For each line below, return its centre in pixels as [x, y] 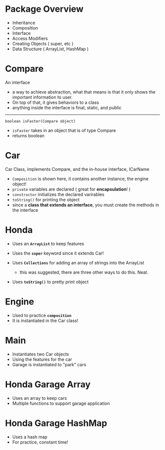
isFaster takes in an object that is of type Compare [64, 130]
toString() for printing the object [46, 199]
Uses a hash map [30, 437]
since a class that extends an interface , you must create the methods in [86, 205]
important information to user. [42, 97]
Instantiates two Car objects [41, 354]
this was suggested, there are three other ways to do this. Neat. [84, 272]
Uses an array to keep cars [40, 398]
